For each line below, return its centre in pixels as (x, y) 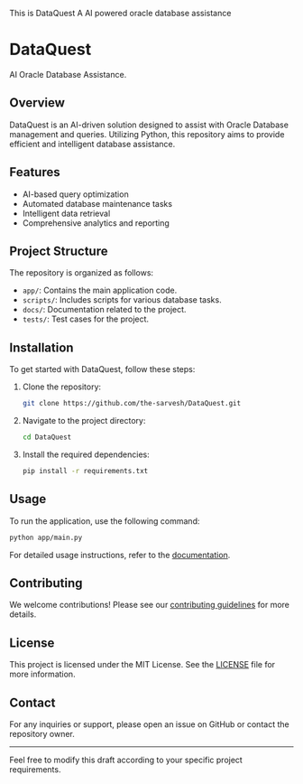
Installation (41, 347)
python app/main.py (46, 537)
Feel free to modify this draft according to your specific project (126, 760)
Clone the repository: (62, 387)
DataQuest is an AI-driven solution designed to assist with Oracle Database (149, 125)
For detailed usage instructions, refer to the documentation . (120, 555)
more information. (42, 674)
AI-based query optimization (75, 194)
